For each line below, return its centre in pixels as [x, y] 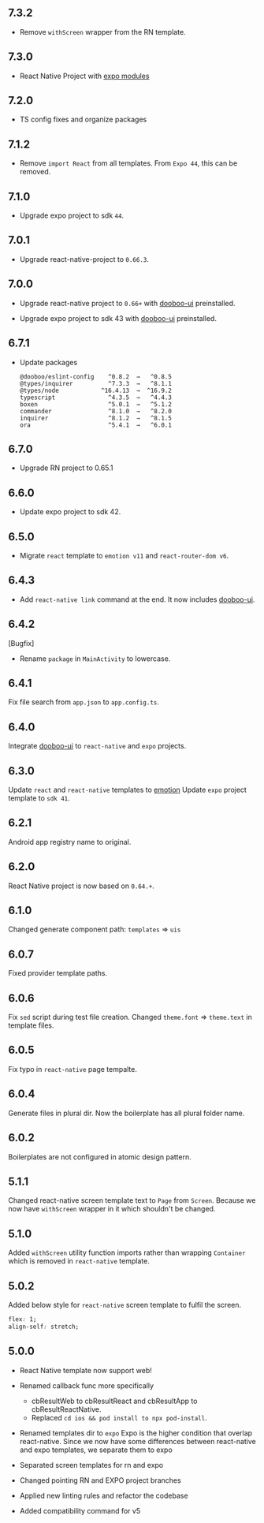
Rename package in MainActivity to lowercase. [95, 659]
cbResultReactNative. [66, 1409]
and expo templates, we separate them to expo [96, 1450]
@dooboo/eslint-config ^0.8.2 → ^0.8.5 [95, 377]
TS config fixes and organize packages [83, 119]
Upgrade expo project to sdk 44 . [72, 215]
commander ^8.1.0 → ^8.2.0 [95, 411]
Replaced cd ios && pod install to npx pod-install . [119, 1417]
